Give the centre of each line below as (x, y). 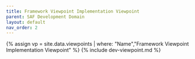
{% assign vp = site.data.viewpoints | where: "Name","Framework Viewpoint (97, 44)
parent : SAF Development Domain (45, 17)
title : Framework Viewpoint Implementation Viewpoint (73, 11)
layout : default (26, 22)
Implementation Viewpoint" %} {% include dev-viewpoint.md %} (83, 50)
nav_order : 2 (22, 27)
